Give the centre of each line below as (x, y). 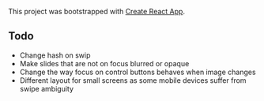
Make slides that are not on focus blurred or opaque (104, 63)
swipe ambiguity (46, 88)
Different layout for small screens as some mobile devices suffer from (133, 80)
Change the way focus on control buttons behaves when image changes (138, 72)
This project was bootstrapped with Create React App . (97, 11)
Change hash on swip (55, 55)
